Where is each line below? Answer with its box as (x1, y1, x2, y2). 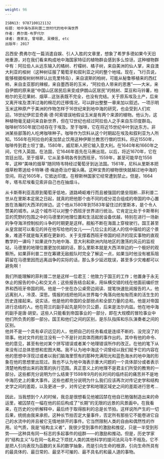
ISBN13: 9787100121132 (5, 21, 51, 25)
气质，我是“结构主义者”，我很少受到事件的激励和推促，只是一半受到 (18, 424, 155, 430)
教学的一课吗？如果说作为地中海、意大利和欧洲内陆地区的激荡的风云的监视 (5, 238, 155, 244)
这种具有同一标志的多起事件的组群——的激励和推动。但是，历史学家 (18, 430, 155, 436)
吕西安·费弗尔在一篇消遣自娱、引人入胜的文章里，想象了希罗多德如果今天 (5, 50, 152, 56)
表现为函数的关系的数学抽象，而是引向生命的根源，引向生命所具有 (26, 442, 159, 448)
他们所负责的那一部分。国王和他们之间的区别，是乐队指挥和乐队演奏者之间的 (5, 316, 159, 322)
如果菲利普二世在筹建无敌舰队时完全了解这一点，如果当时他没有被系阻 (18, 251, 159, 256)
